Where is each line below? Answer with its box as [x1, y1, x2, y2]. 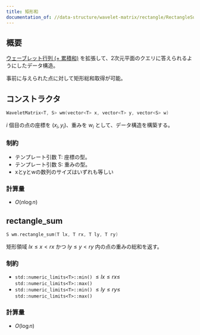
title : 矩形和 [6, 8, 39, 15]
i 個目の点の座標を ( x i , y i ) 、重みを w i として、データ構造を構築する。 [6, 121, 174, 130]
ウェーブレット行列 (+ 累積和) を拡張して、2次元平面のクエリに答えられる [6, 55, 187, 62]
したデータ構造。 [16, 62, 58, 69]
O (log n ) [14, 322, 35, 329]
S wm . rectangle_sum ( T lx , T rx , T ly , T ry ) [6, 231, 118, 238]
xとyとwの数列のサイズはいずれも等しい [14, 168, 114, 176]
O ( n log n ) [14, 199, 37, 206]
